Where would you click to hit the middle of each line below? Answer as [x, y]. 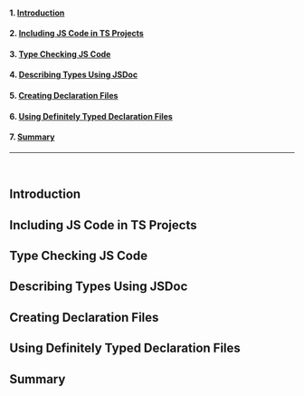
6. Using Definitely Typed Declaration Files [91, 116]
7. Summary [32, 137]
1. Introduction [37, 13]
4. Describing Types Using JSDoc [74, 75]
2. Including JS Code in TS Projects [77, 34]
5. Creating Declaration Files [64, 95]
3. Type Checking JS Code [60, 53]
